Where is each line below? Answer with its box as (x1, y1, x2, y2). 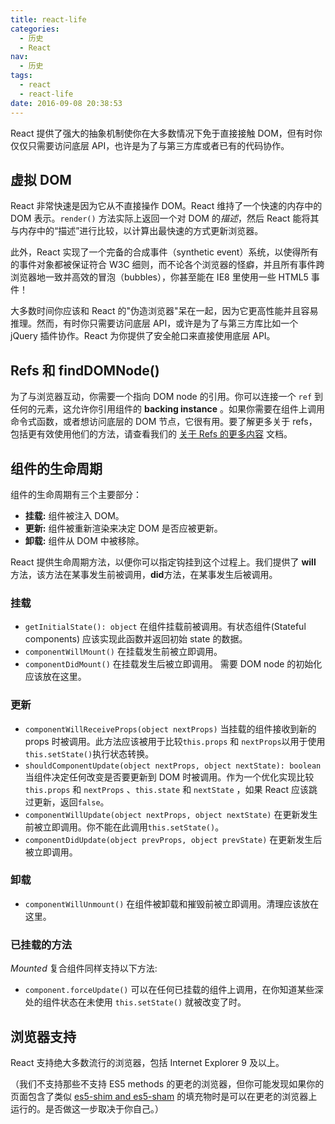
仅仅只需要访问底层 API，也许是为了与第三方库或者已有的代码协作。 (10, 139, 290, 151)
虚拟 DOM (10, 171, 72, 188)
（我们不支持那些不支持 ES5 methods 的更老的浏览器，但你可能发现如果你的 (10, 1077, 325, 1090)
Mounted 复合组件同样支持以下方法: (10, 962, 158, 975)
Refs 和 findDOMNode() (10, 362, 160, 379)
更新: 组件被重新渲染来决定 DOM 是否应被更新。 (24, 522, 223, 534)
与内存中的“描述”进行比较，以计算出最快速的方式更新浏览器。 (10, 225, 264, 237)
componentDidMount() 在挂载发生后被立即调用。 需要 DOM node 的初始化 (24, 658, 323, 670)
